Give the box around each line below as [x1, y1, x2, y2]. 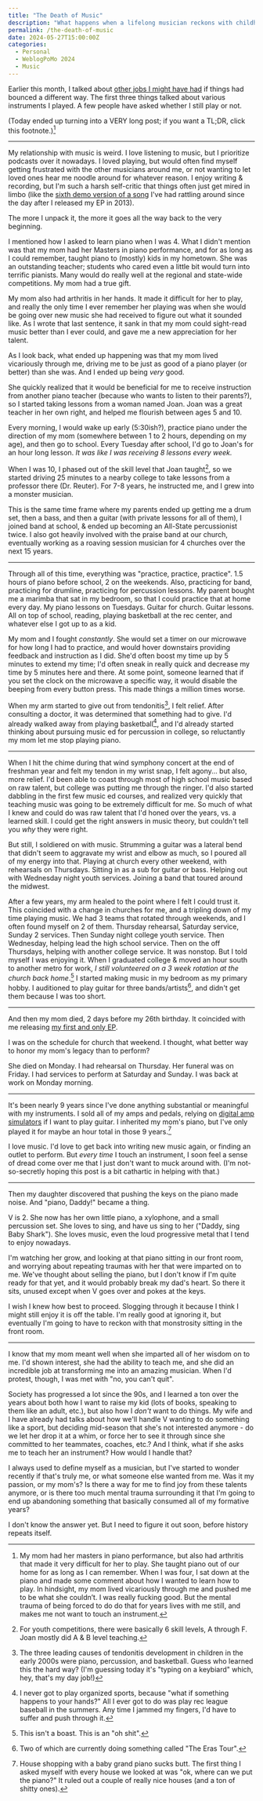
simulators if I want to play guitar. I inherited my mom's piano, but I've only [8, 1116, 248, 1127]
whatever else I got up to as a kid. [8, 619, 117, 629]
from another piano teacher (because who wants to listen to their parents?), [8, 391, 252, 400]
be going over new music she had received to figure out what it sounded [8, 311, 243, 320]
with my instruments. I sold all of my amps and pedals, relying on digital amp [8, 1109, 254, 1118]
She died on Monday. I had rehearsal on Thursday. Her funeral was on [8, 1061, 234, 1070]
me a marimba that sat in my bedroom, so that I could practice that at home [8, 594, 251, 604]
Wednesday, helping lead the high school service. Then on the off [8, 939, 221, 948]
